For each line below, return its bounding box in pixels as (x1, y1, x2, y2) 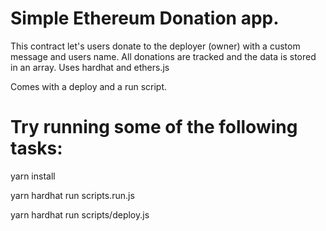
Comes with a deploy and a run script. (10, 80, 168, 92)
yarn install (10, 170, 56, 182)
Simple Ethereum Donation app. (10, 7, 280, 30)
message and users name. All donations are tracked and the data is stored (10, 50, 317, 62)
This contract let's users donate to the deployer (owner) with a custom (10, 40, 301, 52)
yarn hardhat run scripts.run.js (10, 189, 135, 201)
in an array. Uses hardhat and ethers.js (10, 61, 170, 73)
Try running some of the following (10, 116, 298, 139)
